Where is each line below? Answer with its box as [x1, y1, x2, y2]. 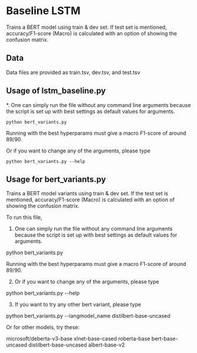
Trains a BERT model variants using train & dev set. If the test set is [6, 190, 169, 197]
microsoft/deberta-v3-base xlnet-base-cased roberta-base [6, 335, 151, 342]
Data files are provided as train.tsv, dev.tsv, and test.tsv [6, 69, 141, 76]
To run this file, [6, 214, 42, 221]
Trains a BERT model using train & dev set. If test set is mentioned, [6, 24, 168, 31]
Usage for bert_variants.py [6, 174, 106, 184]
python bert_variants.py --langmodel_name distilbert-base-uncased [6, 312, 171, 319]
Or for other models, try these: [6, 324, 80, 331]
